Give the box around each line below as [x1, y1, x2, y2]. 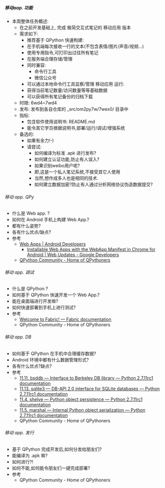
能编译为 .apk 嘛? [11, 452, 48, 458]
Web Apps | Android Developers [19, 241, 86, 247]
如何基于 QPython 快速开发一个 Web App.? [11, 292, 100, 298]
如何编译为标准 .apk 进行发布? [34, 150, 96, 156]
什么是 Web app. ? [11, 210, 50, 216]
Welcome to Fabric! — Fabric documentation [19, 316, 111, 322]
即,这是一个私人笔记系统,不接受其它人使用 [34, 169, 120, 175]
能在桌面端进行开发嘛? [11, 298, 58, 304]
